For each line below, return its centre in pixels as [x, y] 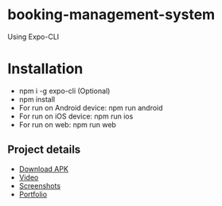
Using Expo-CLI [33, 37]
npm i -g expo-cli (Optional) [64, 91]
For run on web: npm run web [68, 124]
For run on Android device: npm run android [91, 107]
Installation [45, 69]
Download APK [44, 169]
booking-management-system [111, 15]
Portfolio [33, 194]
